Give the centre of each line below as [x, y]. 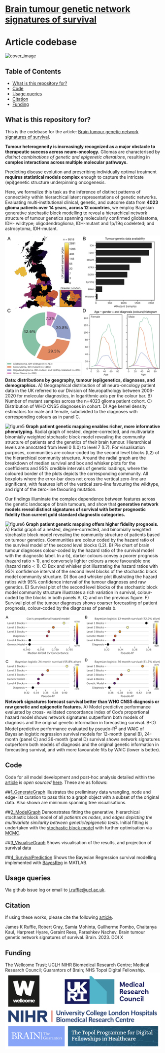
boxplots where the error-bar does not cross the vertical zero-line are [76, 479]
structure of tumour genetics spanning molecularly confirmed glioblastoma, [82, 218]
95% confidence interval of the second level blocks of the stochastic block [81, 571]
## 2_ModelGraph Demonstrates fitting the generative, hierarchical [72, 812]
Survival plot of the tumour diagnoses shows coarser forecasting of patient [81, 603]
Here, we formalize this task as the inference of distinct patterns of [73, 192]
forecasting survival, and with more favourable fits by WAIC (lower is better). [83, 749]
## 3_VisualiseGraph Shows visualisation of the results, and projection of [78, 842]
